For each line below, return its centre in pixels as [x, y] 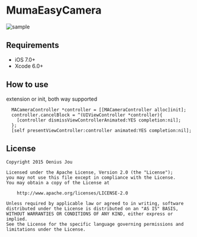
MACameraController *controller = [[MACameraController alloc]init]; [99, 110]
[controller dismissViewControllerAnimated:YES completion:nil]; [99, 120]
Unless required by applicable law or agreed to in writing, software [95, 204]
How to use [27, 84]
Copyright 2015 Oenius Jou [39, 162]
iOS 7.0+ [25, 59]
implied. [17, 219]
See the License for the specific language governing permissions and [95, 225]
